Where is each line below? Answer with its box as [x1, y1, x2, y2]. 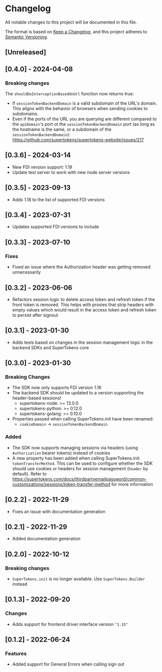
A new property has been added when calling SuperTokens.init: [12, 455, 141, 461]
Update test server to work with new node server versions [12, 169, 130, 175]
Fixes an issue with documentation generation [12, 508, 106, 514]
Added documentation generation [12, 536, 81, 542]
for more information [111, 481, 153, 487]
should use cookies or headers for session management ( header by [12, 465, 148, 472]
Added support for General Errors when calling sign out [12, 661, 125, 667]
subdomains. [12, 111, 39, 117]
